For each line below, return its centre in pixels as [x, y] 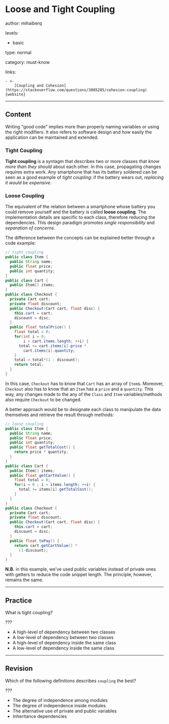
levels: [12, 33]
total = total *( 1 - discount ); [47, 360]
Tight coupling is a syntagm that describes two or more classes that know [82, 162]
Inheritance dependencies [39, 716]
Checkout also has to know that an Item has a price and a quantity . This [79, 389]
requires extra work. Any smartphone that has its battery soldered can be [81, 172]
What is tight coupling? [29, 613]
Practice [19, 600]
